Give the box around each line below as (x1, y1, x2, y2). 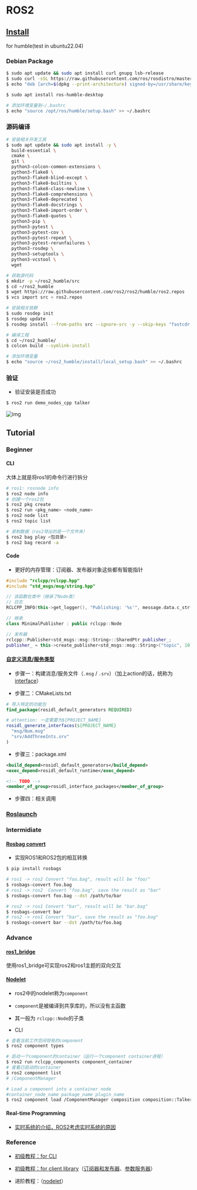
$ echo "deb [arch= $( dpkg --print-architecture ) (6, 82, 127, 87)
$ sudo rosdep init (6, 310, 54, 317)
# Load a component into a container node (6, 1086, 111, 1092)
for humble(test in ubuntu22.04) (6, 42, 84, 49)
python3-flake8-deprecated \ (11, 197, 83, 202)
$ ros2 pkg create (6, 502, 51, 508)
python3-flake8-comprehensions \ (11, 191, 93, 197)
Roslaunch (6, 810, 37, 819)
